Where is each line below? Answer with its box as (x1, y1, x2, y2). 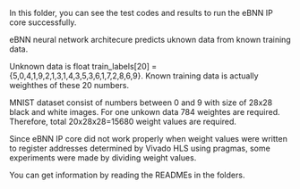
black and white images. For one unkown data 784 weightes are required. (9, 107, 280, 117)
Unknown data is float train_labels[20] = (9, 62, 158, 71)
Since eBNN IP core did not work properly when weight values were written (9, 134, 288, 144)
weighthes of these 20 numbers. (9, 80, 130, 90)
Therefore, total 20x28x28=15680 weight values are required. (9, 116, 237, 127)
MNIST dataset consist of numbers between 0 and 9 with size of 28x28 (9, 97, 273, 108)
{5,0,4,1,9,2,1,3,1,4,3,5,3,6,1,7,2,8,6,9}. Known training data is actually (9, 70, 259, 81)
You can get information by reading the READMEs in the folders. (9, 169, 245, 180)
